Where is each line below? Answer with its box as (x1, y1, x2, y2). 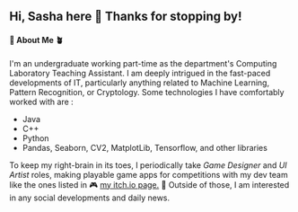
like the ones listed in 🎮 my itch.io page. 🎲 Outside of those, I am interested (9, 179, 290, 190)
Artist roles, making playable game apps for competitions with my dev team (9, 169, 289, 180)
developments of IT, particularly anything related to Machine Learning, (9, 77, 270, 88)
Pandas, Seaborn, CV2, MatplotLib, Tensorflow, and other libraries (22, 142, 267, 153)
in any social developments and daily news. (9, 192, 171, 203)
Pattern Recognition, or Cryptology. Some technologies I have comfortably (9, 86, 285, 97)
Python (22, 132, 49, 144)
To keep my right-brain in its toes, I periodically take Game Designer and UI (9, 159, 287, 171)
